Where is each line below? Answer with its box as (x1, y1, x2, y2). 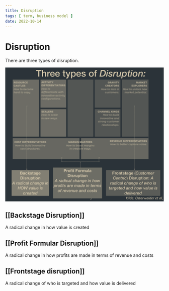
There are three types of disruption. (5, 58, 79, 64)
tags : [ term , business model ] (5, 13, 73, 19)
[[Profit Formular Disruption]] (5, 239, 99, 247)
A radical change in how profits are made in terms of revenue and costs (5, 252, 154, 258)
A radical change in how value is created (5, 224, 90, 231)
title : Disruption (5, 8, 44, 13)
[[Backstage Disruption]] (5, 211, 84, 220)
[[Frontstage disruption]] (5, 267, 85, 275)
